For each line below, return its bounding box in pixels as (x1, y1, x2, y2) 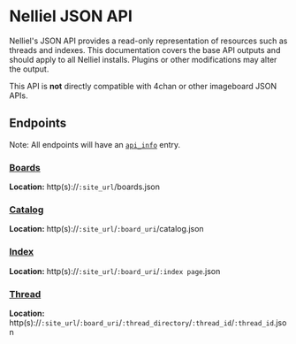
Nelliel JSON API (9, 6, 133, 27)
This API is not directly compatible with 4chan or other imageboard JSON (9, 80, 277, 91)
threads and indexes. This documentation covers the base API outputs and (9, 44, 281, 55)
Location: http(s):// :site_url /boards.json (9, 181, 161, 192)
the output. (9, 64, 49, 74)
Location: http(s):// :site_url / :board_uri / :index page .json (9, 265, 221, 276)
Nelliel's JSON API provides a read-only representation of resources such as (9, 35, 288, 46)
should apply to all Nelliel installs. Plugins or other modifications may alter (9, 54, 277, 65)
